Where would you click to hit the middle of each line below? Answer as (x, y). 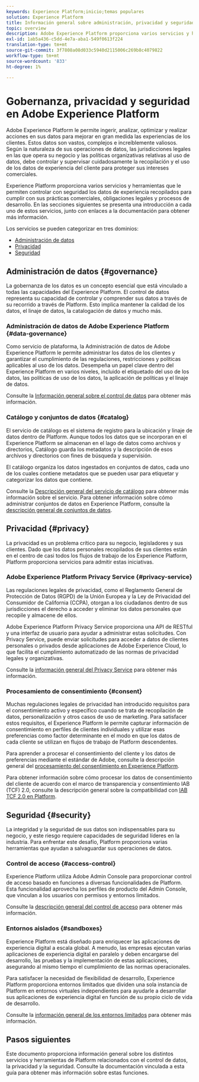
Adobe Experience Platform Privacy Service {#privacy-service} (99, 577)
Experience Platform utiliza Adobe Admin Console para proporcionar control (99, 876)
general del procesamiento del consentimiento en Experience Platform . (93, 766)
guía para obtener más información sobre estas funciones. (78, 1073)
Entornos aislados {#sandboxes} (54, 929)
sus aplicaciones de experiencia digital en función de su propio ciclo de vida (99, 997)
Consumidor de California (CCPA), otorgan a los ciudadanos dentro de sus (97, 603)
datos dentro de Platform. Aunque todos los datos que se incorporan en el (97, 437)
